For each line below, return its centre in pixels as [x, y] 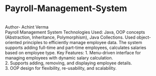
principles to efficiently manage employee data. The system [82, 42]
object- [144, 37]
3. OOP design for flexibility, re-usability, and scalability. [61, 68]
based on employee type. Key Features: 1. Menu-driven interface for [73, 53]
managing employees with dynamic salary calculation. [59, 58]
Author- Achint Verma [27, 27]
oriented [13, 42]
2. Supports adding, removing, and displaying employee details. [69, 63]
